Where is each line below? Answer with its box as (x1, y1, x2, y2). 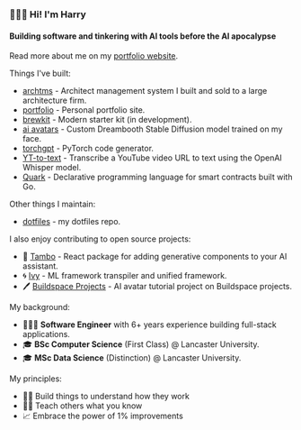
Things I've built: (9, 68, 71, 79)
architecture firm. (22, 95, 87, 106)
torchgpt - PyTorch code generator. (22, 143, 155, 154)
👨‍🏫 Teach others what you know (22, 400, 143, 411)
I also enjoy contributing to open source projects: (9, 233, 191, 244)
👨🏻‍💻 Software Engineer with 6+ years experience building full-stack (22, 319, 277, 330)
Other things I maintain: (9, 198, 96, 210)
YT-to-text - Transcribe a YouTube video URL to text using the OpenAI (22, 152, 283, 163)
